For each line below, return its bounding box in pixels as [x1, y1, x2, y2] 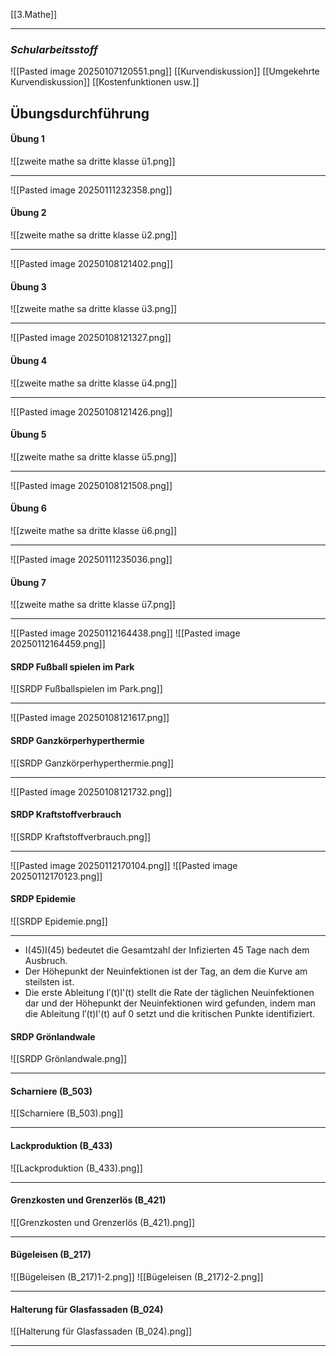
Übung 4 [10, 354, 48, 366]
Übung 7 [10, 576, 47, 588]
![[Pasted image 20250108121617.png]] [10, 712, 170, 724]
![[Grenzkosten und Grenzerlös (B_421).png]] [10, 1216, 196, 1228]
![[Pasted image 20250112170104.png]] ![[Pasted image [10, 859, 238, 871]
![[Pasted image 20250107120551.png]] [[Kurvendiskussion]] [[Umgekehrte [10, 65, 320, 78]
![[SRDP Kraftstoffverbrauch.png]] [10, 830, 152, 843]
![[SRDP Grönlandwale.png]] [10, 1053, 128, 1065]
